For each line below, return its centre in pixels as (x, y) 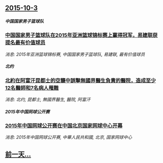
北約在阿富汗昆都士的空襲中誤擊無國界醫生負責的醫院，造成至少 (81, 81)
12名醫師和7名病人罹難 (32, 88)
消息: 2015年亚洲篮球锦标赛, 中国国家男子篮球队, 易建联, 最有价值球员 (75, 54)
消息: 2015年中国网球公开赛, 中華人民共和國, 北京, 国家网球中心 (69, 137)
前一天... (18, 154)
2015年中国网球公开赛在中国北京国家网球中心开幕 (64, 126)
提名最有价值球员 (25, 43)
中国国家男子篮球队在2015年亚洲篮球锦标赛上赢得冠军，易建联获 (81, 35)
